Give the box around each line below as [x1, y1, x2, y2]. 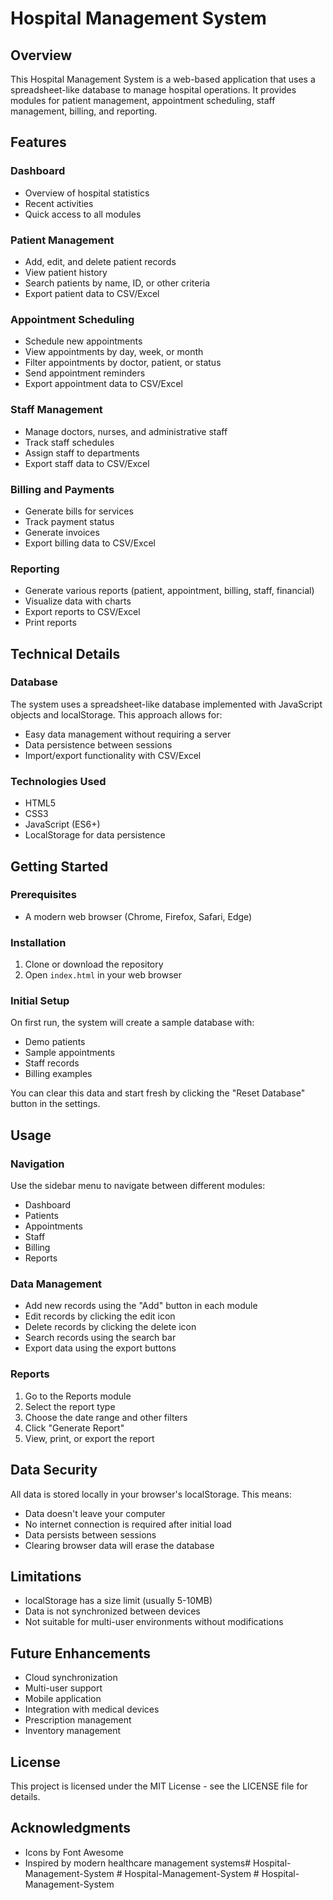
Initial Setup [10, 994, 70, 1008]
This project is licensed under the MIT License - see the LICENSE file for [10, 1780, 308, 1792]
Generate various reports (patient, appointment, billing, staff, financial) [24, 585, 315, 597]
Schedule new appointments [24, 335, 143, 347]
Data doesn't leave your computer [24, 1507, 166, 1519]
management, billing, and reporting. [10, 105, 158, 117]
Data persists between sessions [24, 1528, 157, 1541]
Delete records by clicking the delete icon [24, 1321, 197, 1333]
